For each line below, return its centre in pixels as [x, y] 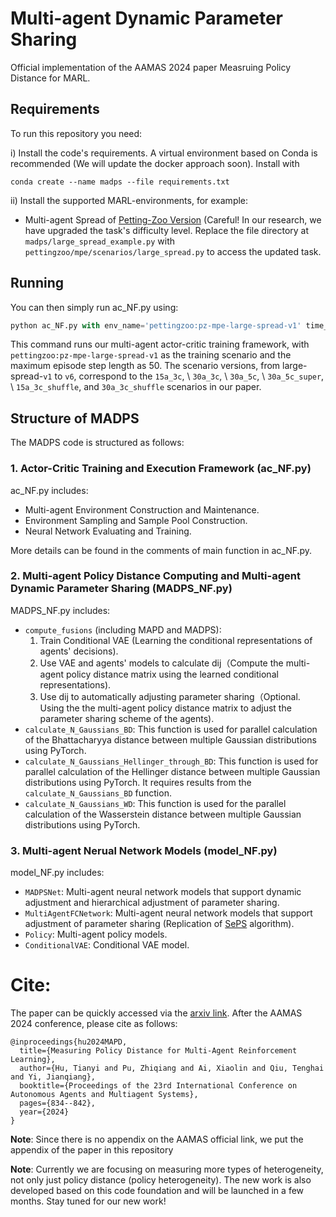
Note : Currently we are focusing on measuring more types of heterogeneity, [167, 1169]
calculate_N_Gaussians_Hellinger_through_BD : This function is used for [171, 761]
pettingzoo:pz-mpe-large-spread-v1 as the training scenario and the [151, 355]
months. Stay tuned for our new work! [88, 1201]
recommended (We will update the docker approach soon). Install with [155, 163]
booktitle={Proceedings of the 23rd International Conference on [158, 1086]
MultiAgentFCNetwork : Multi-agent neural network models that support [168, 913]
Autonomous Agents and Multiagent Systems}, [104, 1095]
